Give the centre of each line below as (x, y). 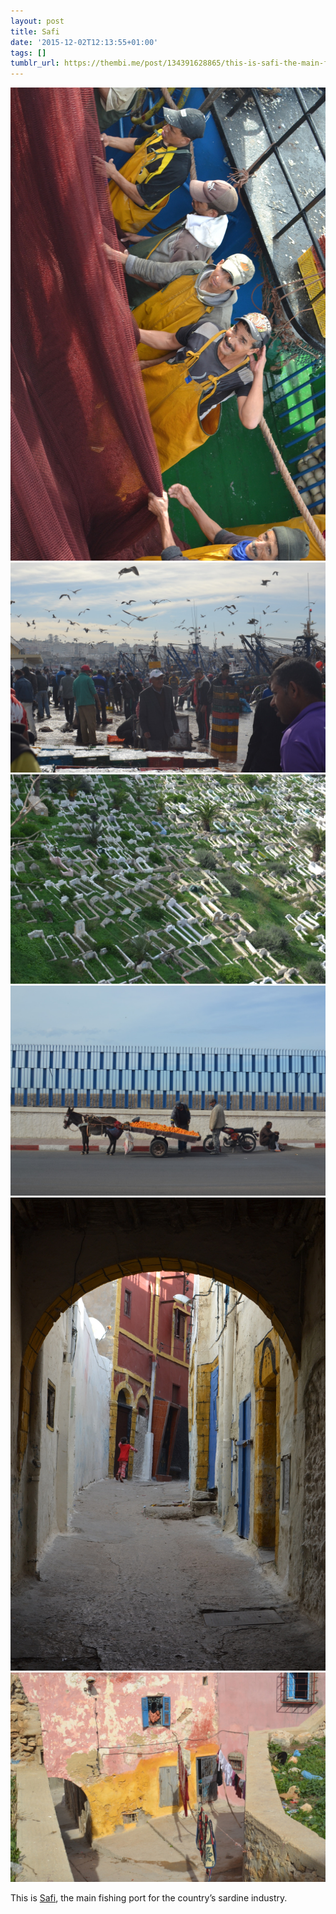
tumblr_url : (35, 63)
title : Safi (35, 31)
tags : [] (28, 53)
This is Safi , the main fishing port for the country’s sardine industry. (149, 1898)
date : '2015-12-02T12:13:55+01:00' (84, 42)
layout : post (37, 21)
